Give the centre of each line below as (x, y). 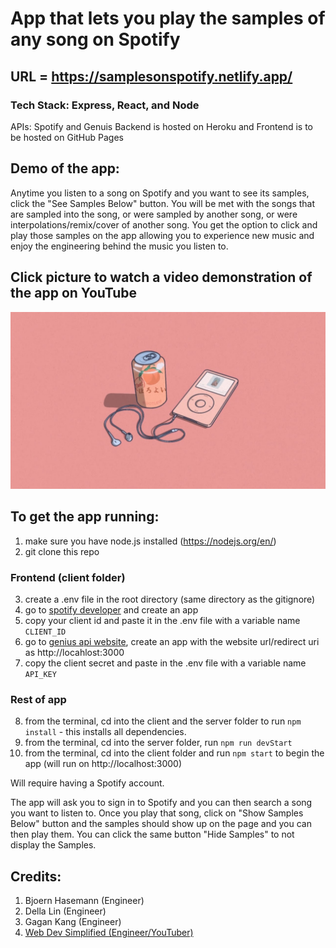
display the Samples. (53, 845)
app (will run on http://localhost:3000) (103, 764)
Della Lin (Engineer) (65, 911)
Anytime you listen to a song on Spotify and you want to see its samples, (160, 193)
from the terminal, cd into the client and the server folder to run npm (163, 721)
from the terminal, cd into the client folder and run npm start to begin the (174, 753)
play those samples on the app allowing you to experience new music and (162, 235)
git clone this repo (62, 551)
